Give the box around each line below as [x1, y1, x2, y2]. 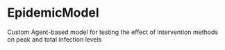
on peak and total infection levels [7, 35, 102, 43]
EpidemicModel [7, 5, 99, 21]
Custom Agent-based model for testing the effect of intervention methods [7, 28, 219, 36]
